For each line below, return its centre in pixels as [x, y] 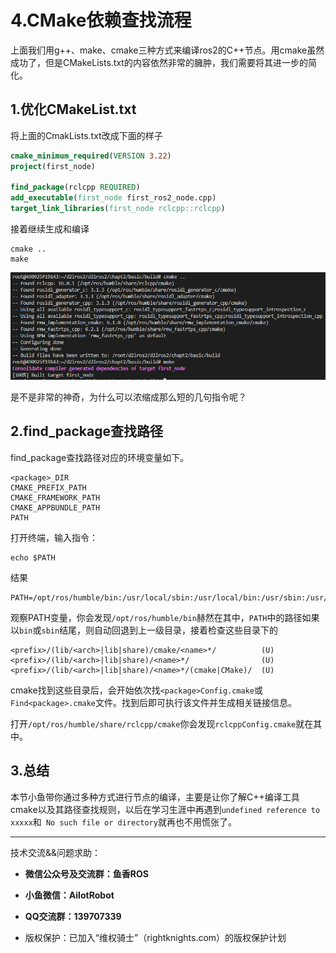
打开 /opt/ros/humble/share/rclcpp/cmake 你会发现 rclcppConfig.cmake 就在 [162, 723]
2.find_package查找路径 [87, 431]
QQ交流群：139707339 [73, 916]
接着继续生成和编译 [50, 229]
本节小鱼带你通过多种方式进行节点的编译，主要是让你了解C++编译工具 [155, 797]
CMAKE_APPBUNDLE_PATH [55, 507]
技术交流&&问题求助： [56, 852]
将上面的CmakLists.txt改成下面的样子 [86, 135]
